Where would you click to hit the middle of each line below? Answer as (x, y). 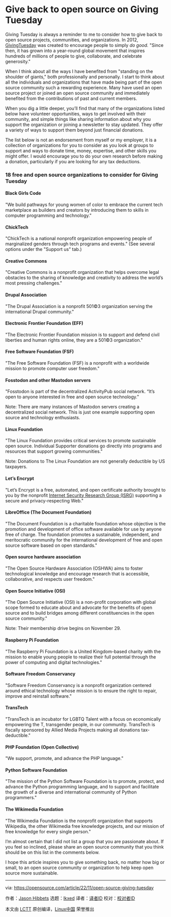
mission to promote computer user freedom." (52, 369)
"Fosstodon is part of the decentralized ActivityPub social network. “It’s (80, 392)
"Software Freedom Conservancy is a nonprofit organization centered (78, 685)
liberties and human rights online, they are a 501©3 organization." (74, 340)
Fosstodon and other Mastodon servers (48, 380)
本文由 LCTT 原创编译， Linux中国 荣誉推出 (50, 909)
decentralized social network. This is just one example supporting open (80, 412)
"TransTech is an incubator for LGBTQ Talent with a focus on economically (83, 719)
